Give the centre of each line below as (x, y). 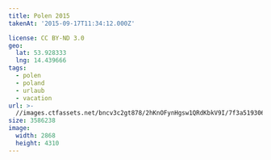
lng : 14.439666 (41, 61)
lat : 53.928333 (41, 53)
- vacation (34, 98)
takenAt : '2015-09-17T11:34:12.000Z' (72, 23)
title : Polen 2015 (39, 16)
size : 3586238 (32, 121)
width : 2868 (36, 136)
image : (19, 128)
